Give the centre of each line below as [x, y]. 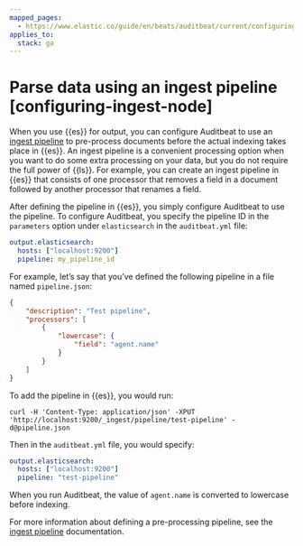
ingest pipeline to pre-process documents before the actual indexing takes [148, 142]
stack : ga [36, 43]
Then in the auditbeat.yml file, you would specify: [102, 444]
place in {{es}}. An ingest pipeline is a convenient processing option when [147, 151]
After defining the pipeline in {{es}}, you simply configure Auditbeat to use [147, 207]
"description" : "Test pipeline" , [88, 311]
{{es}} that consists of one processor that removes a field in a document [144, 180]
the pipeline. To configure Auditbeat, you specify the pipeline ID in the [139, 217]
